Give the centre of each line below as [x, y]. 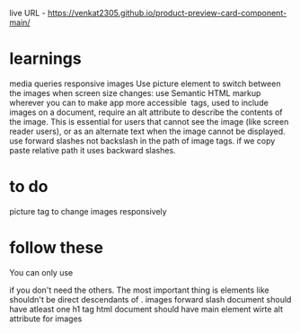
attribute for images [46, 319]
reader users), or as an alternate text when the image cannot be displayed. [147, 131]
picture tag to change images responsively [88, 211]
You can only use [41, 272]
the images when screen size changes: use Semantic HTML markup [135, 92]
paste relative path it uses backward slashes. [93, 150]
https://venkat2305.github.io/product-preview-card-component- [168, 13]
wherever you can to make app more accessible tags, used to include [139, 102]
